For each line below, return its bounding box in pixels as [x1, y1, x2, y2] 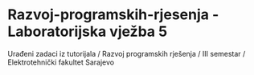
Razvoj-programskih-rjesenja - [7, 6, 219, 24]
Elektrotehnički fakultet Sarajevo [7, 57, 114, 67]
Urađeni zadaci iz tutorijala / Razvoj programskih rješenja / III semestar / [7, 49, 246, 58]
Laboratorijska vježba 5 [7, 22, 168, 41]
